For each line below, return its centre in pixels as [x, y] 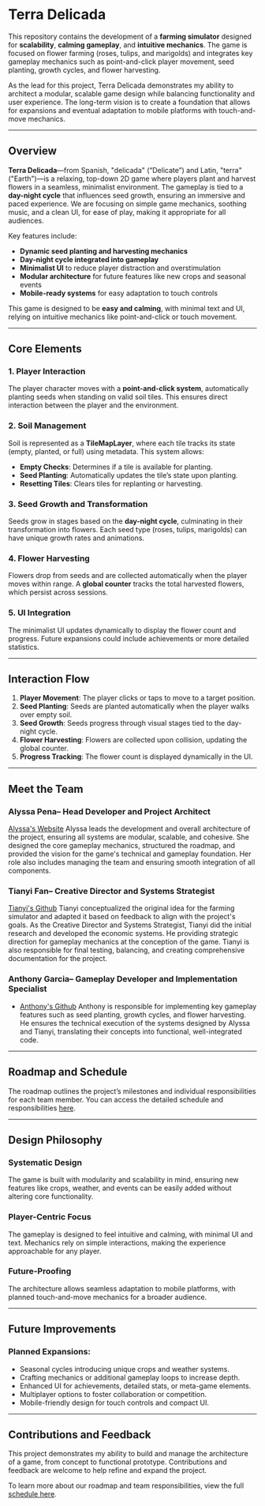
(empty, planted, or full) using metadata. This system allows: [106, 451]
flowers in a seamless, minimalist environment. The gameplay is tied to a [126, 186]
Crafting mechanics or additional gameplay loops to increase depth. [130, 1377]
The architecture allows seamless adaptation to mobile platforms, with [122, 1288]
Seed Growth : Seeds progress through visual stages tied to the [122, 723]
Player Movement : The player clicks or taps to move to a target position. [138, 698]
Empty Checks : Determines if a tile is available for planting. [116, 467]
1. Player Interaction [47, 371]
